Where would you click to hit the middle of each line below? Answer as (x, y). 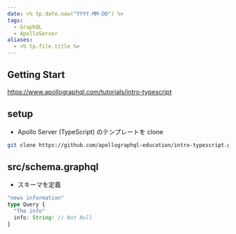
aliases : (20, 40)
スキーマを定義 (39, 185)
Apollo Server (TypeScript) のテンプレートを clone (90, 131)
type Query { (26, 204)
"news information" (36, 198)
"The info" (29, 212)
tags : (15, 20)
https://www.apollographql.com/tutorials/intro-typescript (90, 91)
